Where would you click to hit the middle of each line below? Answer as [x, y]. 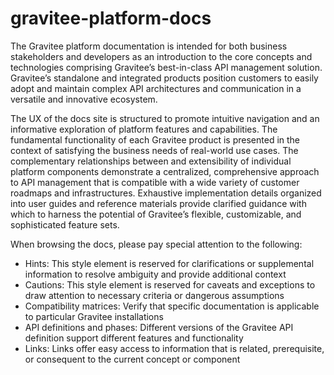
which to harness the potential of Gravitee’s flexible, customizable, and [156, 214]
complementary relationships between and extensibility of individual [151, 161]
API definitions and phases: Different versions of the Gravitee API [159, 327]
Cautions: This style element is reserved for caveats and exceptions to [170, 284]
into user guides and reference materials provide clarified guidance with [158, 203]
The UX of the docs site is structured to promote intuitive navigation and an [165, 118]
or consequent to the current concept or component [132, 359]
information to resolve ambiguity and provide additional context [155, 274]
